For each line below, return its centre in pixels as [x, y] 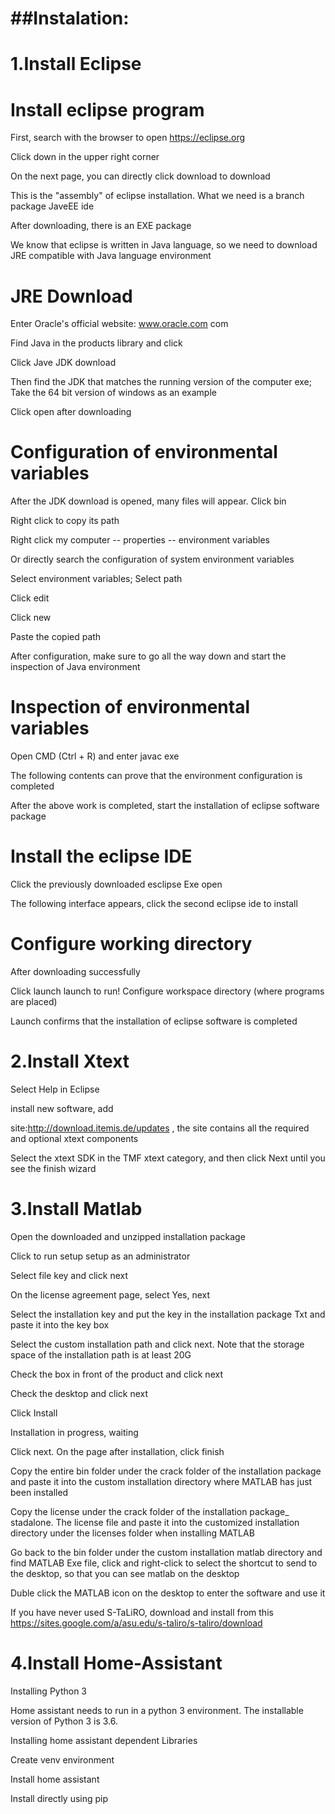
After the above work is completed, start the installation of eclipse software [165, 806]
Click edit [30, 598]
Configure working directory [131, 944]
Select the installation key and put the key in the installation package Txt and [168, 1314]
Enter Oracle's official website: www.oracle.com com [119, 324]
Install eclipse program [107, 109]
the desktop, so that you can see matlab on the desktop [125, 1573]
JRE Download [71, 296]
